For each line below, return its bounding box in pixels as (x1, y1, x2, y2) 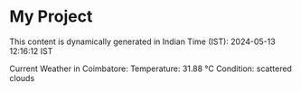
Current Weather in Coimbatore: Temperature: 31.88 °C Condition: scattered (9, 63, 292, 74)
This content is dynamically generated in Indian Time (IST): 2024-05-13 (9, 36, 276, 47)
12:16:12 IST (9, 45, 53, 56)
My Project (9, 6, 93, 27)
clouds (9, 72, 35, 83)
